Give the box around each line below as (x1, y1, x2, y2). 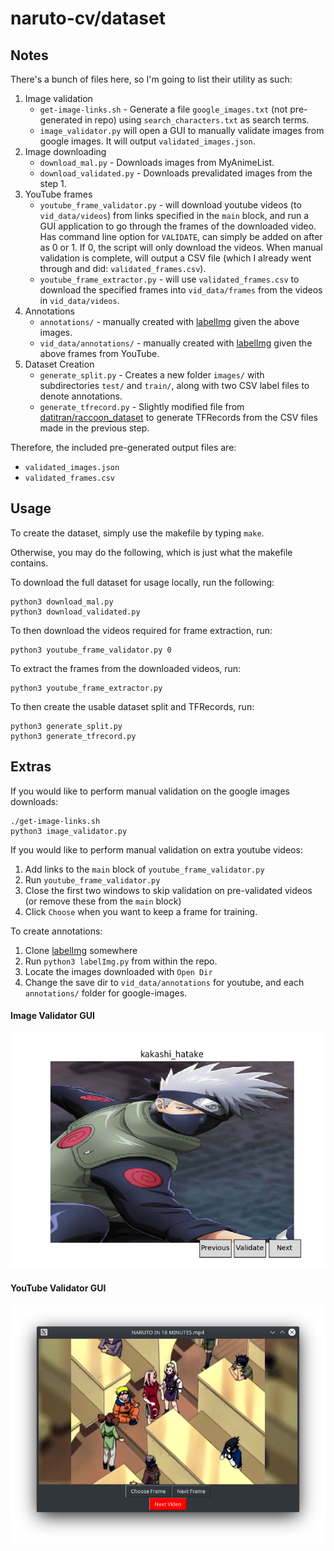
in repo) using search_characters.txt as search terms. (84, 114, 310, 126)
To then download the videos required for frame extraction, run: (10, 624, 273, 636)
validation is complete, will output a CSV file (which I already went (39, 252, 312, 264)
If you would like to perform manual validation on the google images (10, 785, 290, 797)
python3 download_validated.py (10, 607, 141, 617)
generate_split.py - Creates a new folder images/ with (39, 369, 265, 381)
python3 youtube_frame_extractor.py (10, 683, 163, 693)
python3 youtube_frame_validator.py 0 (10, 645, 172, 655)
